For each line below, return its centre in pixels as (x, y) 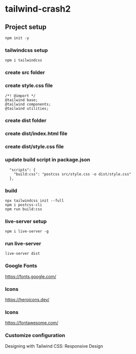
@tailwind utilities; (27, 108)
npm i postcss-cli (24, 205)
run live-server (23, 244)
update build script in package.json (48, 160)
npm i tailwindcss (24, 60)
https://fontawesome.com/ (32, 323)
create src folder (25, 72)
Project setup (26, 27)
